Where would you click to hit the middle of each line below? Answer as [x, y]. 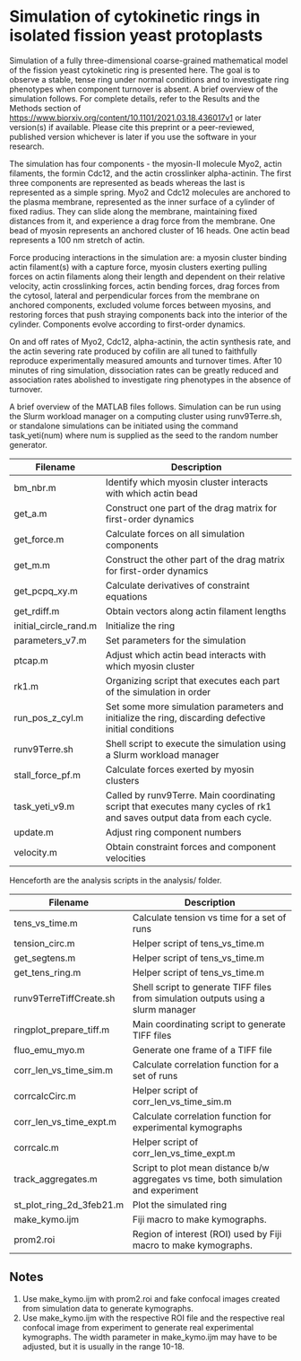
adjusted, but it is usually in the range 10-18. [103, 1346]
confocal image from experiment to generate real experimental [138, 1327]
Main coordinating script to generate [209, 1023]
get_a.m [30, 514]
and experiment [165, 1190]
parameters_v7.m [50, 640]
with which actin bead [152, 493]
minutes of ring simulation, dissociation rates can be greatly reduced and [144, 370]
